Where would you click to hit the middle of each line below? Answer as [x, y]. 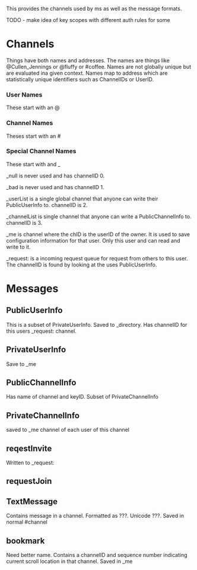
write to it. [18, 247]
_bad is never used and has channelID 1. [55, 187]
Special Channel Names [41, 151]
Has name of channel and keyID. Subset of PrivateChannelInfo [82, 397]
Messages [32, 289]
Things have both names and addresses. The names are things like [88, 60]
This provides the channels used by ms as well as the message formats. [94, 9]
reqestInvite [29, 448]
